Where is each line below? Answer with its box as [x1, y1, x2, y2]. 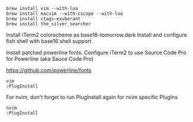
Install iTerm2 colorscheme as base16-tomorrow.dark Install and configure [6, 31, 188, 38]
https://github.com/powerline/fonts [6, 67, 92, 74]
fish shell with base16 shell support [6, 38, 92, 44]
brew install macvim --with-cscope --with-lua [6, 11, 123, 17]
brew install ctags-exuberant [6, 16, 81, 22]
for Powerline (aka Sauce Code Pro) [6, 55, 94, 62]
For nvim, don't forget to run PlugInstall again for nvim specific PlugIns [6, 94, 178, 100]
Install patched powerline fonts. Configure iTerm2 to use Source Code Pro [6, 49, 186, 56]
